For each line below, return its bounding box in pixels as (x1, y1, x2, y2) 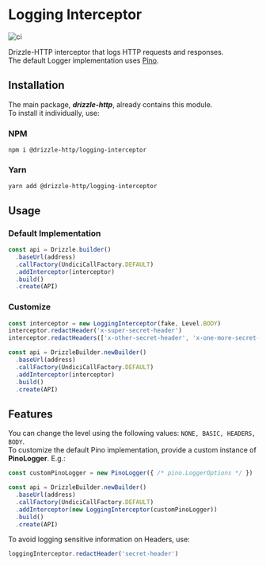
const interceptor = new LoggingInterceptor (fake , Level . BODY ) (8, 319, 222, 327)
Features (8, 407, 53, 421)
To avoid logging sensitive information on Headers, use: (8, 534, 190, 545)
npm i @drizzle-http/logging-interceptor (8, 146, 147, 154)
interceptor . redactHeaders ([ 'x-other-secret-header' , (8, 334, 190, 342)
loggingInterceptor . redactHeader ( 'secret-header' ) (8, 550, 179, 558)
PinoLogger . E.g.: (8, 454, 66, 464)
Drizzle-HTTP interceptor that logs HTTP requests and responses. (8, 47, 224, 56)
